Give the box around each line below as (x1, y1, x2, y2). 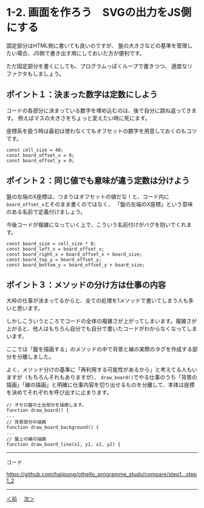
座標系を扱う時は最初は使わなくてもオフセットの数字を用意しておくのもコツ (6, 127, 197, 134)
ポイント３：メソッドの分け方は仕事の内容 (6, 280, 166, 290)
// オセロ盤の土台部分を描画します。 (6, 402, 87, 408)
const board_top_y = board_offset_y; (6, 256, 102, 263)
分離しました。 (16, 353, 55, 361)
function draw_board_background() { (6, 424, 99, 431)
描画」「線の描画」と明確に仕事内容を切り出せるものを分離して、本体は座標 (6, 381, 195, 388)
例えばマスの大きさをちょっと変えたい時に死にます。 (18, 114, 151, 121)
